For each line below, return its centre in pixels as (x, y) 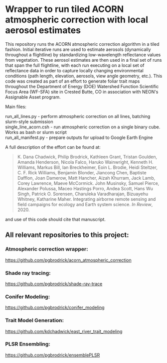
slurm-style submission (29, 121)
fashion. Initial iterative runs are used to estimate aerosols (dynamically (78, 49)
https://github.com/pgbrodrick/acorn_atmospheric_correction (69, 260)
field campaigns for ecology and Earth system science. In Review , (85, 204)
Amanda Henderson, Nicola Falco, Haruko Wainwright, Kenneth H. (85, 162)
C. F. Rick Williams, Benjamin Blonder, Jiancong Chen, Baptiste (82, 172)
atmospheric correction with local (77, 20)
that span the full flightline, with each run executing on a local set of (75, 65)
